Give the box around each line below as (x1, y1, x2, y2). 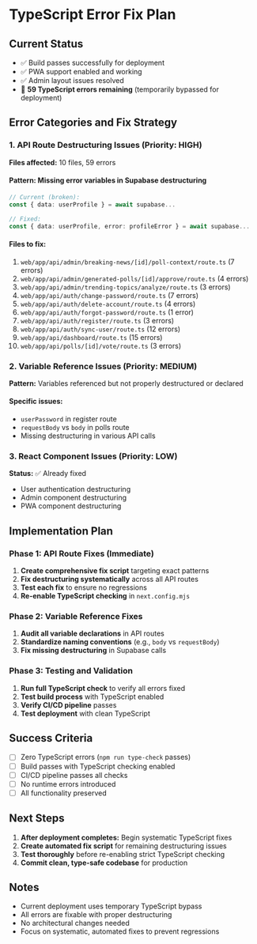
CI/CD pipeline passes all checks (20, 770, 128, 780)
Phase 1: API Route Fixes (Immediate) (9, 548, 155, 559)
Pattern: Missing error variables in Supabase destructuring (9, 176, 207, 185)
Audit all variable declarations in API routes (20, 629, 164, 638)
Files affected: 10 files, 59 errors (9, 157, 116, 167)
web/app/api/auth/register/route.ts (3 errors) (20, 315, 175, 325)
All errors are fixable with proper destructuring (20, 910, 172, 919)
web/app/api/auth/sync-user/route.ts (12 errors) (20, 324, 181, 334)
